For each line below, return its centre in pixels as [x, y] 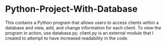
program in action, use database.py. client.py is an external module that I [79, 33]
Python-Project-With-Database [71, 9]
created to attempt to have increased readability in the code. [67, 38]
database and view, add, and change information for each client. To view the [83, 27]
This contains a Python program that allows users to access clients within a [82, 23]
